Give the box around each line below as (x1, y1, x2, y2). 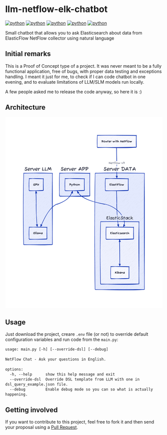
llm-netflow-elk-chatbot (5, 4, 108, 15)
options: (5, 367, 23, 372)
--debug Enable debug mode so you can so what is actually (9, 387, 153, 392)
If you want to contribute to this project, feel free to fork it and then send (5, 418, 154, 424)
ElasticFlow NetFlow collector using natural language (5, 35, 114, 41)
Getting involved (5, 405, 58, 414)
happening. (5, 392, 28, 397)
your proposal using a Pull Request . (5, 424, 78, 430)
